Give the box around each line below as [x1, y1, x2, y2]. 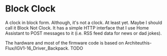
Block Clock [5, 3, 56, 14]
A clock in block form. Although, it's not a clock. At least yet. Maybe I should [5, 19, 162, 25]
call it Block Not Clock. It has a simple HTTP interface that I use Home [5, 24, 149, 30]
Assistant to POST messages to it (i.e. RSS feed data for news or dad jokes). [5, 30, 162, 36]
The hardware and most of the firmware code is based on [5, 39, 124, 45]
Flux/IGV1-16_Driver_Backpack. [5, 45, 69, 51]
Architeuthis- [124, 39, 152, 45]
